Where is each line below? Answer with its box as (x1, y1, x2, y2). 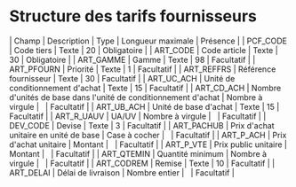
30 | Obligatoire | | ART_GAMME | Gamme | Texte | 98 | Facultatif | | (9, 54, 256, 65)
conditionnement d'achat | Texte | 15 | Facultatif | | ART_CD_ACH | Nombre (9, 82, 282, 93)
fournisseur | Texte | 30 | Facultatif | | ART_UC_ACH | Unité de (9, 73, 236, 83)
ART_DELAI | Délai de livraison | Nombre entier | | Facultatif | (9, 167, 236, 178)
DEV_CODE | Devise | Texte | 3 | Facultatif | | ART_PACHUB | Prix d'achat (9, 120, 275, 130)
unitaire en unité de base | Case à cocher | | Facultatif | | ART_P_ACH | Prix (9, 129, 287, 140)
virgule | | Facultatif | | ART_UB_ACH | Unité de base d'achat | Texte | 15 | (9, 101, 280, 112)
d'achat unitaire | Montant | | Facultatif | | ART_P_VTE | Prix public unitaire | (9, 139, 287, 150)
